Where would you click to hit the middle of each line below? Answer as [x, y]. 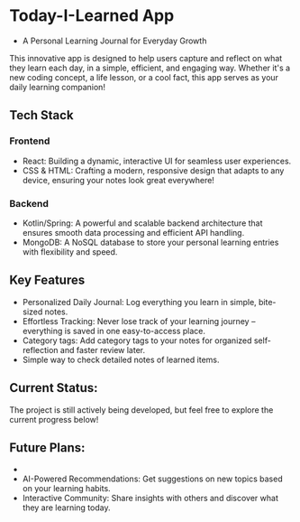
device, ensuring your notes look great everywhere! [118, 180]
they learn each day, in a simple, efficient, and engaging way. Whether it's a [150, 68]
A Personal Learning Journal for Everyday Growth [114, 41]
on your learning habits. [66, 489]
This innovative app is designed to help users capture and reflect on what [146, 58]
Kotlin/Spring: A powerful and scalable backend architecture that [142, 223]
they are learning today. [66, 508]
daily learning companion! [58, 87]
